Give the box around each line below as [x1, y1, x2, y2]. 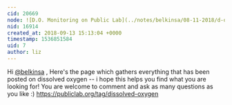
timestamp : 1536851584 [7, 36, 72, 43]
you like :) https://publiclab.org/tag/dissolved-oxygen [7, 89, 159, 97]
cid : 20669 [7, 10, 39, 17]
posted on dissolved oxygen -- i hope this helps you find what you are [7, 75, 206, 83]
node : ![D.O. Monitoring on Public [7, 17, 110, 23]
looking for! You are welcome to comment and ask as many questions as [7, 82, 213, 90]
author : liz [7, 49, 41, 56]
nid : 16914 [7, 23, 39, 30]
